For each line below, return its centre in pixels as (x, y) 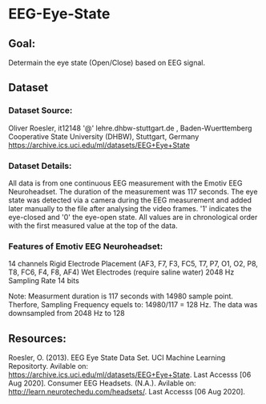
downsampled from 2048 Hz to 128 (67, 314)
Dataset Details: (40, 166)
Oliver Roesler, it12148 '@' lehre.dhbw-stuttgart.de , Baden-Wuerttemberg (130, 128)
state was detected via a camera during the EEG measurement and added (130, 200)
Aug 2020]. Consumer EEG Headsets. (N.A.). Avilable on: (102, 383)
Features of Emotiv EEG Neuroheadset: (86, 246)
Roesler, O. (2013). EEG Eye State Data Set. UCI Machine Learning (117, 358)
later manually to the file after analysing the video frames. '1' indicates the (130, 208)
